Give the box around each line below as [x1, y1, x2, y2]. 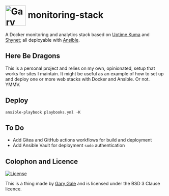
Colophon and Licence [5, 157, 78, 165]
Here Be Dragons [5, 51, 60, 61]
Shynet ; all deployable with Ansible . [5, 37, 80, 43]
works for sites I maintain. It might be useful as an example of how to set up [5, 70, 164, 76]
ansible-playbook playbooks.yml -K [5, 109, 81, 115]
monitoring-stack [27, 9, 103, 20]
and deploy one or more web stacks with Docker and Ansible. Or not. [5, 76, 150, 82]
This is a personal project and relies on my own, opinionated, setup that [5, 65, 155, 71]
